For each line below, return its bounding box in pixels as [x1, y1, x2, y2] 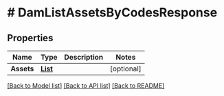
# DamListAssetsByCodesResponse [7, 5, 218, 21]
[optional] [109, 64, 142, 73]
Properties [7, 32, 54, 44]
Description [64, 53, 104, 62]
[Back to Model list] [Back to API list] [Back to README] [7, 82, 165, 90]
